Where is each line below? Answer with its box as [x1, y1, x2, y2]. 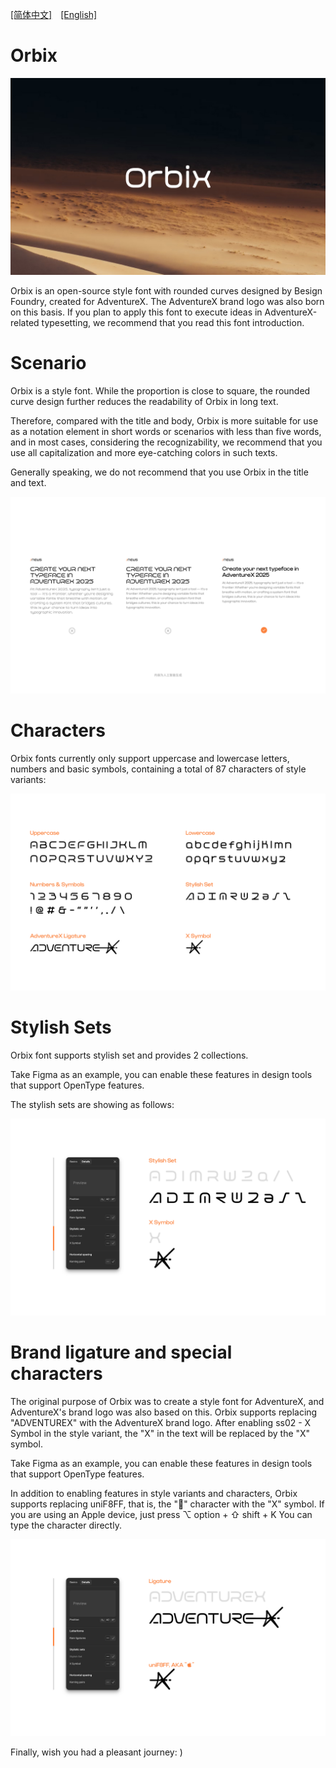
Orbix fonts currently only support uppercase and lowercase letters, [10, 752, 290, 764]
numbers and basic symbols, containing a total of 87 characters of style [10, 763, 307, 775]
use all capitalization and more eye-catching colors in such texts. [10, 446, 278, 458]
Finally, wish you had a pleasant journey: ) [10, 1746, 183, 1758]
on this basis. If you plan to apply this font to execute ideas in [10, 306, 263, 318]
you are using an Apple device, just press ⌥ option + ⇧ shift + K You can [10, 1508, 313, 1520]
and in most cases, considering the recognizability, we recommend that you [10, 436, 323, 448]
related [10, 316, 40, 328]
